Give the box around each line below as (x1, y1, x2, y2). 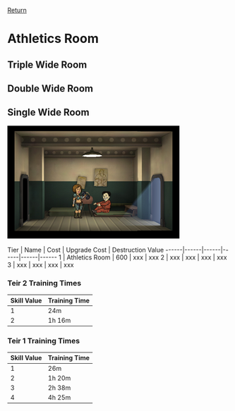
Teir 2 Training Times (7, 278, 82, 288)
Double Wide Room (7, 82, 94, 94)
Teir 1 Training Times (7, 336, 80, 345)
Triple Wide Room (7, 59, 88, 70)
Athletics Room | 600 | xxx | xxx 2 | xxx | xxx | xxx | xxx (66, 253, 227, 262)
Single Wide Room (7, 106, 90, 118)
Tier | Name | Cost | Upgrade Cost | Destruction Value (7, 245, 164, 254)
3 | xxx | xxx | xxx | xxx (7, 260, 74, 269)
